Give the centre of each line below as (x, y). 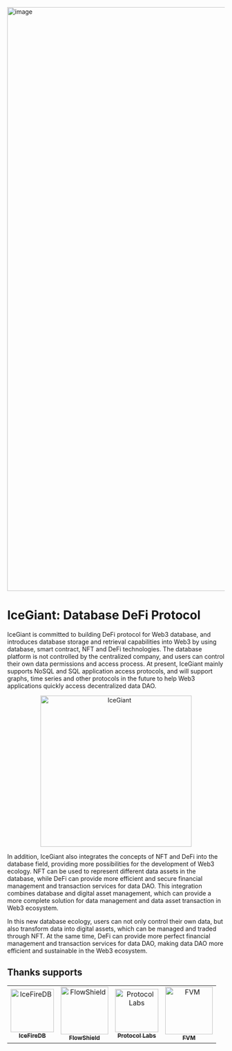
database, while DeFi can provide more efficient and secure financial (105, 878)
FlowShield (84, 1038)
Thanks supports (45, 973)
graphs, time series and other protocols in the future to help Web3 (101, 678)
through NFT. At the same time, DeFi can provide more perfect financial (109, 936)
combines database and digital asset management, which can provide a (109, 893)
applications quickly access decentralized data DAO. (82, 686)
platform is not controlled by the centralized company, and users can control (116, 656)
